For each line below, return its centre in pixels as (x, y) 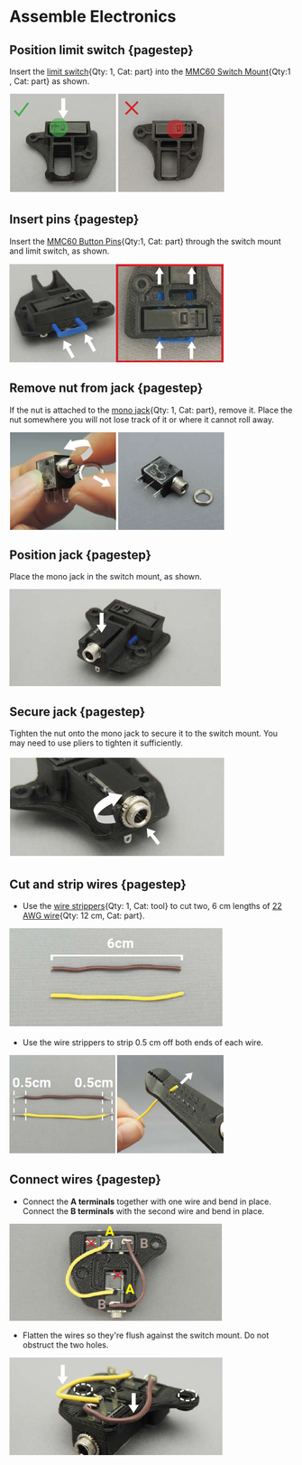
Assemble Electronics (93, 17)
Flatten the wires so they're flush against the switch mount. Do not (146, 1335)
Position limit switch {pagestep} (101, 50)
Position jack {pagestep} (80, 556)
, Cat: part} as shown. (50, 81)
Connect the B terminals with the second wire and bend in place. (143, 1210)
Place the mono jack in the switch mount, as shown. (106, 577)
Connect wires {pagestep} (86, 1180)
